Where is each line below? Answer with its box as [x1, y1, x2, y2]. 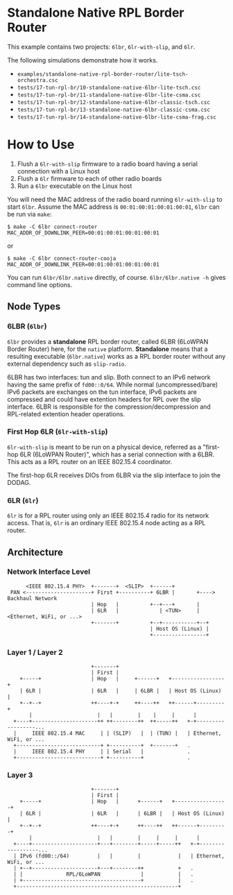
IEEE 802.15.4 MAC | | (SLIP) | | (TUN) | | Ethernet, [32, 730, 222, 737]
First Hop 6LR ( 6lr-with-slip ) [7, 427, 108, 436]
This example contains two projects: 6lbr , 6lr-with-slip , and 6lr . [7, 42, 196, 51]
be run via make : [7, 210, 52, 218]
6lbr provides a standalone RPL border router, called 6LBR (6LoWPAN [7, 337, 209, 346]
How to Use [7, 137, 75, 153]
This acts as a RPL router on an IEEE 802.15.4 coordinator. [7, 457, 173, 466]
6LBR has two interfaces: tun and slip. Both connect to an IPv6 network [7, 373, 212, 381]
